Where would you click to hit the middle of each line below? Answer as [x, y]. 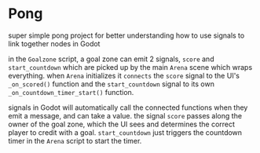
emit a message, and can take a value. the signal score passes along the [125, 115]
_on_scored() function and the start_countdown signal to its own [111, 84]
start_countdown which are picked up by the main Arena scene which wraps [130, 67]
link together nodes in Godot [54, 43]
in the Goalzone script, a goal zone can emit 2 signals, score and [111, 59]
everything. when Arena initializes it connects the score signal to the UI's [124, 75]
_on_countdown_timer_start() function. [71, 92]
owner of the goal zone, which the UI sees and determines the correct [122, 124]
